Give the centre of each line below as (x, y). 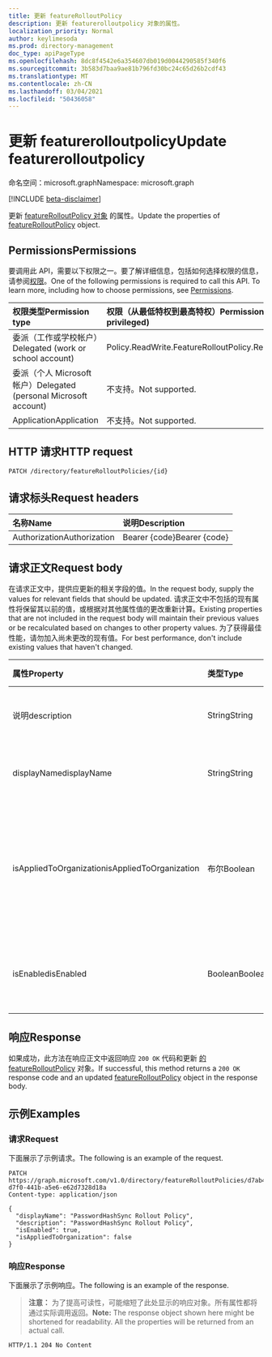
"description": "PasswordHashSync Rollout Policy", (105, 1223)
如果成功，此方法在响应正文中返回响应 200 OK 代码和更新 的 (107, 1059)
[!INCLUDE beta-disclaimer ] (55, 199)
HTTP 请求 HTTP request (71, 452)
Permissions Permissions (72, 250)
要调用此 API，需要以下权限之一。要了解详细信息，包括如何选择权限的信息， (136, 271)
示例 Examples (45, 1113)
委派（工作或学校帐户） (57, 337)
